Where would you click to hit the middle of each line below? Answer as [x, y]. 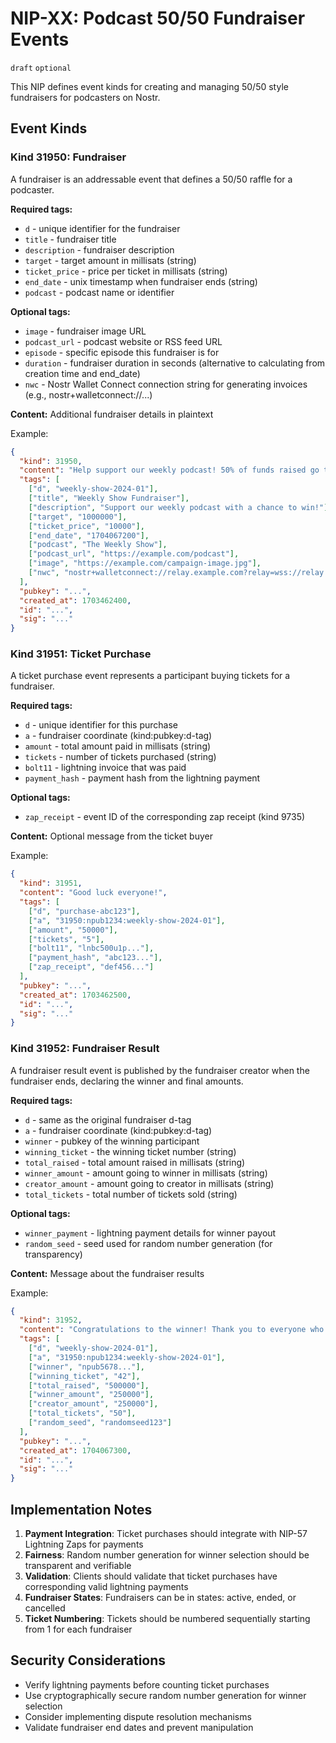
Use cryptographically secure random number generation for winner [165, 1695]
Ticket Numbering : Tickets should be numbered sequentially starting [167, 1619]
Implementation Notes [81, 1509]
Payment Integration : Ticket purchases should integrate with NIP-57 [166, 1534]
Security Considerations [88, 1660]
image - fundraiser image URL [85, 331]
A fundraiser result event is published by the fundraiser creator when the [160, 1070]
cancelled [45, 1608]
